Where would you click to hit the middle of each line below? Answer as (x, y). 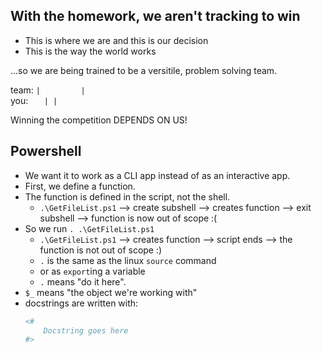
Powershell (46, 151)
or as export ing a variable (92, 271)
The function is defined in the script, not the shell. (127, 196)
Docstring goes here (86, 330)
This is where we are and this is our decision (116, 40)
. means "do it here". (83, 281)
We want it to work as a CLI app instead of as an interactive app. (157, 175)
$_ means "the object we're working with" (111, 292)
